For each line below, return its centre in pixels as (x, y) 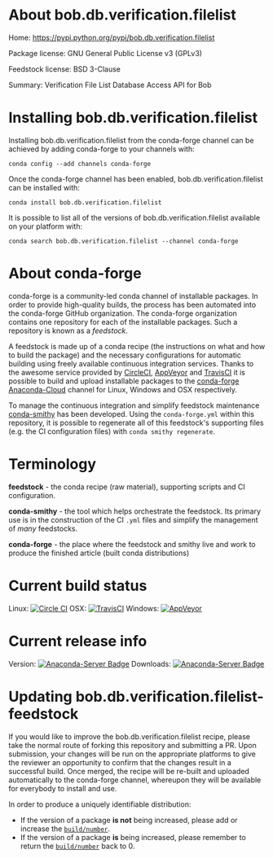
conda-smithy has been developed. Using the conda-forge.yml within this (132, 414)
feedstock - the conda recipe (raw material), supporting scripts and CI (127, 487)
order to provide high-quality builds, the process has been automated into (132, 304)
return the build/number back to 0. (77, 846)
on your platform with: (46, 226)
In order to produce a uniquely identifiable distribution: (100, 804)
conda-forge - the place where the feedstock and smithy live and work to (132, 544)
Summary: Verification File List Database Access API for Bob (110, 85)
